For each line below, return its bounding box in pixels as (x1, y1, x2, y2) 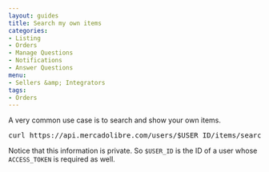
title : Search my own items (8, 19, 102, 27)
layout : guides (8, 11, 59, 20)
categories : (8, 26, 48, 34)
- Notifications (8, 57, 62, 65)
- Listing (8, 34, 42, 42)
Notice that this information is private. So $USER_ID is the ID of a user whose (8, 146, 258, 156)
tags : (8, 86, 26, 94)
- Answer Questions (8, 64, 74, 72)
